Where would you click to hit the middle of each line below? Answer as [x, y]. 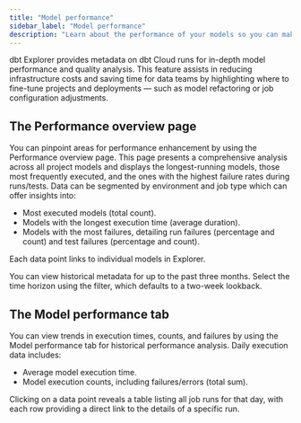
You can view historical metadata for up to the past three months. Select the [150, 277]
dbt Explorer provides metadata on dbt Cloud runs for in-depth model [138, 60]
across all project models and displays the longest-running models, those [145, 167]
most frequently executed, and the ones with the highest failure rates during [150, 177]
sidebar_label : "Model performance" [77, 26]
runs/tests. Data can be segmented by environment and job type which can [148, 186]
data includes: [35, 355]
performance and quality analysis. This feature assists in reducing [131, 69]
